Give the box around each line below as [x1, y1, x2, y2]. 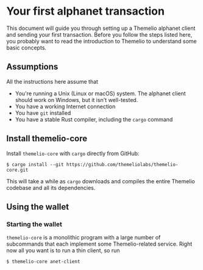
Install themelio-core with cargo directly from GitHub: [6, 150, 140, 157]
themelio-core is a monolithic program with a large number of [6, 234, 161, 241]
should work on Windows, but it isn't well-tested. [15, 96, 138, 103]
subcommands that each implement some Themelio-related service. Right [6, 240, 193, 248]
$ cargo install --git [6, 161, 64, 167]
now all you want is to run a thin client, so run [6, 247, 120, 254]
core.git [6, 167, 29, 173]
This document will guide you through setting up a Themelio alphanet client [6, 24, 196, 32]
